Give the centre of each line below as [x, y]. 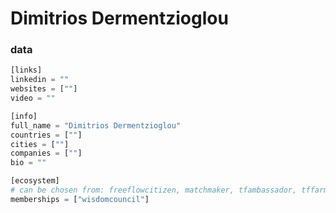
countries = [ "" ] [46, 135]
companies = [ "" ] [46, 153]
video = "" [33, 98]
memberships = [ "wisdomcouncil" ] [80, 199]
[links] [26, 70]
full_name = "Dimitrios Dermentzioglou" [96, 125]
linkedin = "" [40, 80]
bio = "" [28, 163]
